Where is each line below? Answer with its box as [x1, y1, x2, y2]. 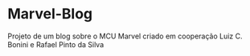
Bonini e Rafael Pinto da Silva [7, 39, 105, 49]
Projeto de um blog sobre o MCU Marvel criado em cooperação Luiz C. [7, 31, 243, 41]
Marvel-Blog [7, 5, 93, 23]
